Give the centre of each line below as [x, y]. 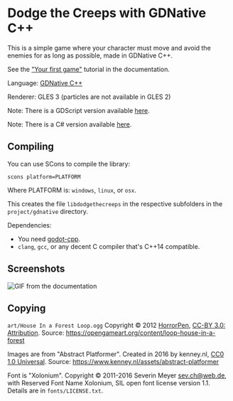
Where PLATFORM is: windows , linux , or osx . [72, 190]
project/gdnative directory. [48, 211]
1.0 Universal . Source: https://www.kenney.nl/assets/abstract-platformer [113, 362]
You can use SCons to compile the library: [69, 164]
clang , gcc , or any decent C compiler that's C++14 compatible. [109, 246]
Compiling [31, 147]
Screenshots [36, 269]
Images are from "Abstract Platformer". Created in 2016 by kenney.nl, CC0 [116, 354]
